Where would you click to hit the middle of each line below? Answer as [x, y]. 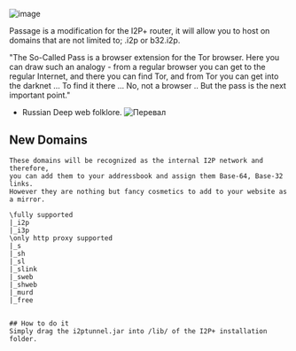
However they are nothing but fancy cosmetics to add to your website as [148, 191]
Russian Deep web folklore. [72, 112]
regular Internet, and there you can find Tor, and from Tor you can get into [144, 76]
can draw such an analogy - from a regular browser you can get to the [137, 67]
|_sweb [21, 277]
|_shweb [23, 285]
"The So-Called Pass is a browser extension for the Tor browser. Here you [144, 57]
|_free [21, 300]
